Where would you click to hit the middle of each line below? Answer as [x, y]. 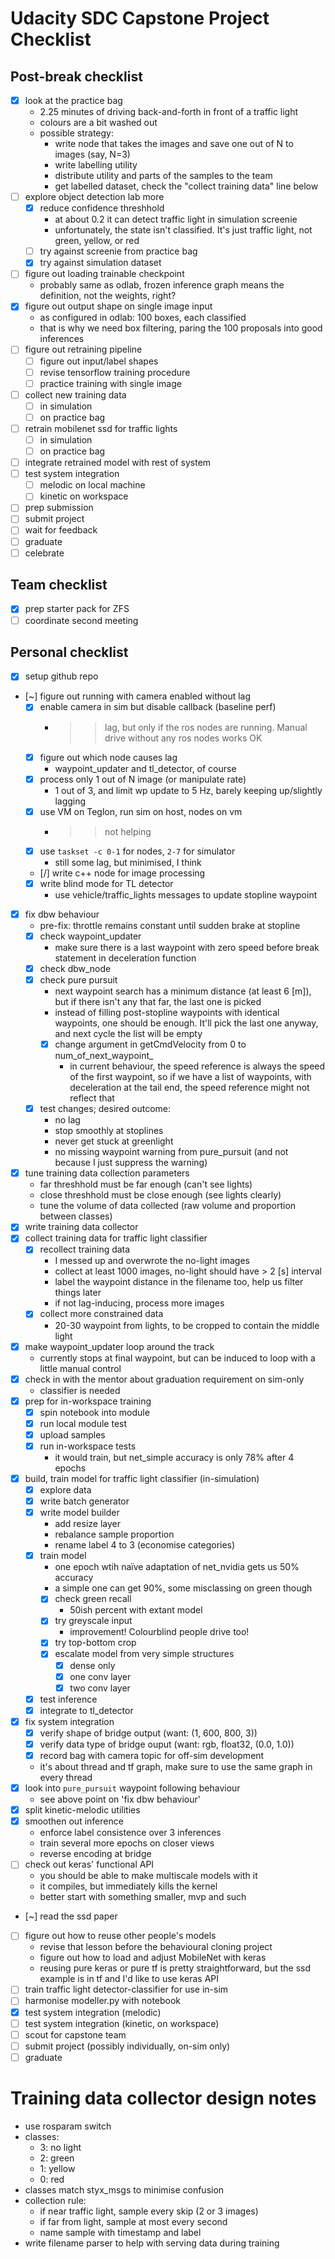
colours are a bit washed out [98, 123]
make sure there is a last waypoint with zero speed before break [187, 947]
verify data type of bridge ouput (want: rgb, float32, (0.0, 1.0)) [167, 1744]
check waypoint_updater [90, 936]
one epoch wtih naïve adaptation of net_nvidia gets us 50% [177, 1567]
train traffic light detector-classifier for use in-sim [126, 1989]
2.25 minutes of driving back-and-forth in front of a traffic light [169, 112]
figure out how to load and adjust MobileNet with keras [153, 1958]
